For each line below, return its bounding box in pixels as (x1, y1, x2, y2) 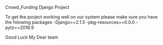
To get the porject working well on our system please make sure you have (5, 14, 158, 19)
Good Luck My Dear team (5, 34, 59, 40)
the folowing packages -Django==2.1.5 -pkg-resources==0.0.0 (5, 19, 135, 25)
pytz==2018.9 (5, 24, 34, 30)
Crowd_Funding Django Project (5, 4, 70, 10)
